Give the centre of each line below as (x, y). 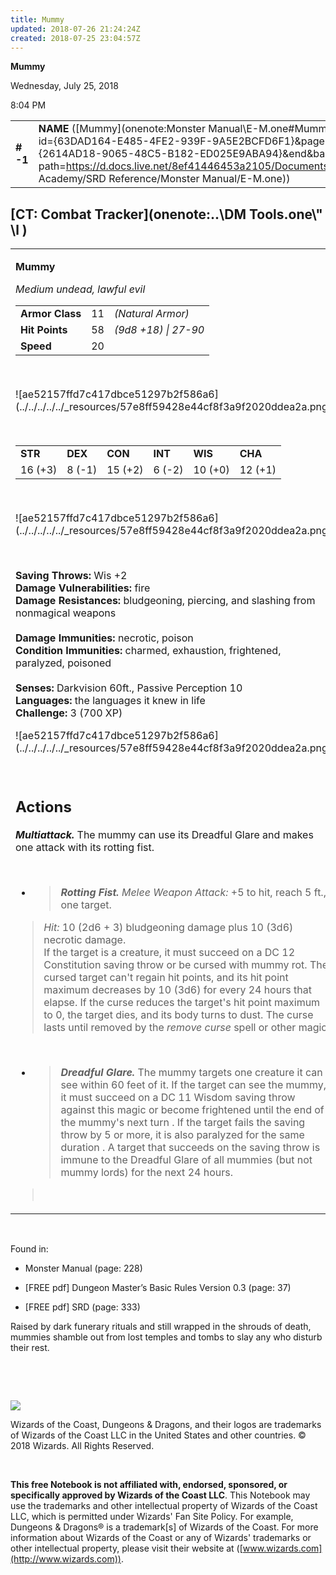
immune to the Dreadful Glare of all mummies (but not (186, 1159)
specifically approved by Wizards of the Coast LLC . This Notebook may (160, 1495)
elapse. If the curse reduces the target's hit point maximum (182, 1002)
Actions (43, 806)
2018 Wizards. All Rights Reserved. (82, 1445)
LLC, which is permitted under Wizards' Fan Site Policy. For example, (152, 1516)
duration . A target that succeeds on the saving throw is (190, 1147)
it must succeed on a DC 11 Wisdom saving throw (178, 1097)
